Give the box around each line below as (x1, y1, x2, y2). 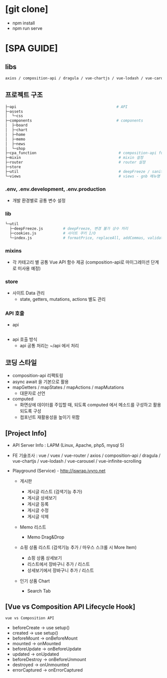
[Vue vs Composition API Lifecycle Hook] (5, 602, 136, 611)
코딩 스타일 (5, 359, 37, 367)
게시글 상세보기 (27, 495, 57, 501)
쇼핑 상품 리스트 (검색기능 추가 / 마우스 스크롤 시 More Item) (19, 544, 137, 550)
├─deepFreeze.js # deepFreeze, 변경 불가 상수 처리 (9, 226, 128, 231)
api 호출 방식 (12, 336, 38, 342)
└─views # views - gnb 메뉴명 (5, 173, 161, 179)
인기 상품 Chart (19, 578, 50, 584)
